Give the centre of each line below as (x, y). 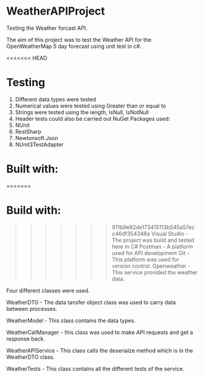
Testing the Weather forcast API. (47, 28)
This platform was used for (145, 259)
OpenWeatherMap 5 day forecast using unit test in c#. (74, 46)
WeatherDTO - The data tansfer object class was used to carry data (91, 302)
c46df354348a (131, 233)
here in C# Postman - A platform (152, 246)
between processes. (32, 308)
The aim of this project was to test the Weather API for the (79, 39)
